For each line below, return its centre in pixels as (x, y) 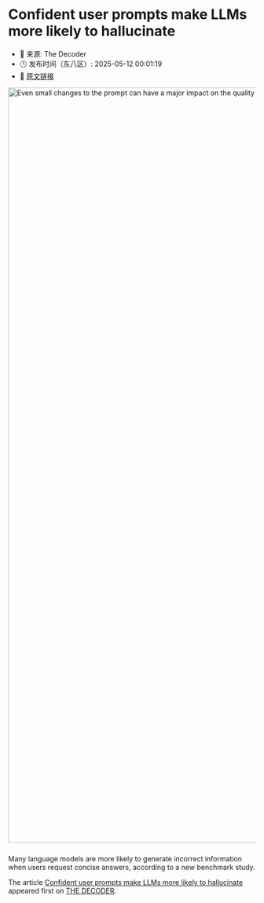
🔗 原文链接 (37, 76)
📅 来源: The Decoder (53, 53)
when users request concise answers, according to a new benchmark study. (132, 867)
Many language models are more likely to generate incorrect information (125, 858)
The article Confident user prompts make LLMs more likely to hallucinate (126, 882)
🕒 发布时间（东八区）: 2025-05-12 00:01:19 (91, 64)
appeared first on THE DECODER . (62, 890)
